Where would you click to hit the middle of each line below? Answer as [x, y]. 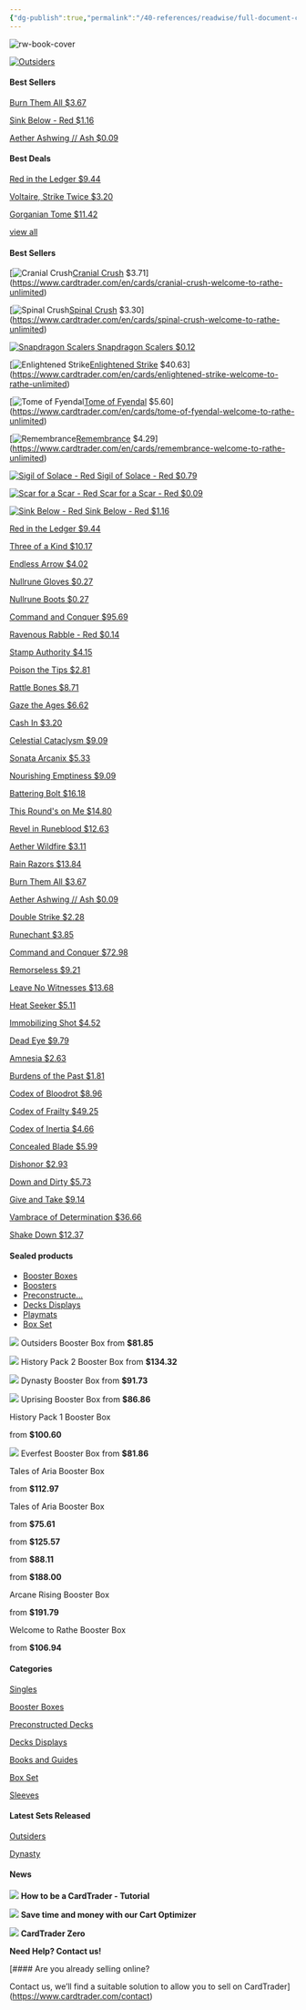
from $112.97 [34, 1489]
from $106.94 [36, 1648]
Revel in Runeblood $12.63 [59, 829]
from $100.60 [36, 1435]
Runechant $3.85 [42, 935]
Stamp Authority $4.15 [51, 652]
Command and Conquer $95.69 [69, 617]
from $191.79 [34, 1613]
